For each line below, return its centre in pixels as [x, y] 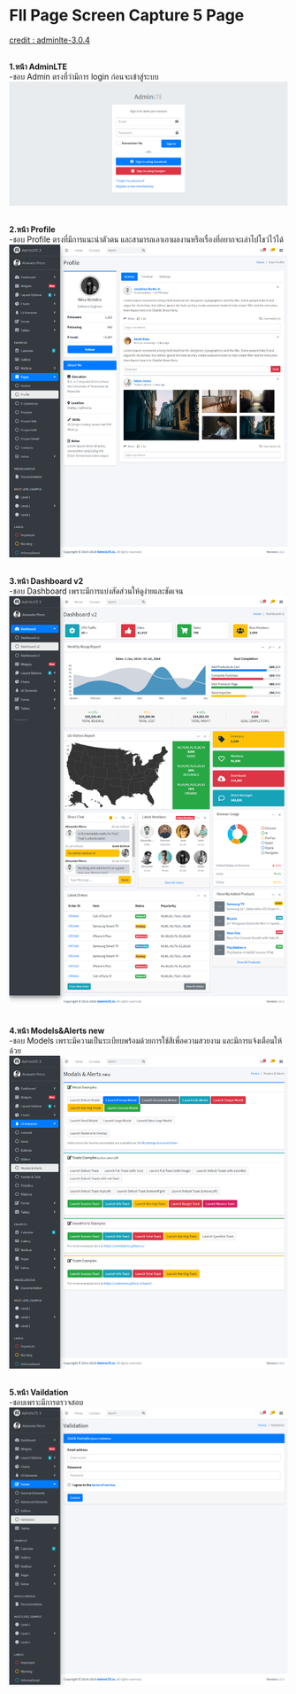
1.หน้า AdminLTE [38, 66]
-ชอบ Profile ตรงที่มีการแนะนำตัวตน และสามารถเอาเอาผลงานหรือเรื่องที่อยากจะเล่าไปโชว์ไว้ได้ [147, 239]
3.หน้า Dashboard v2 [46, 581]
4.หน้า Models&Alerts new [57, 1030]
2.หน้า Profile [32, 229]
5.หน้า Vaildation [39, 1393]
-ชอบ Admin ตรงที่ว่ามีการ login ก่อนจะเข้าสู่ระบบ [84, 76]
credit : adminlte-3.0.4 [50, 40]
